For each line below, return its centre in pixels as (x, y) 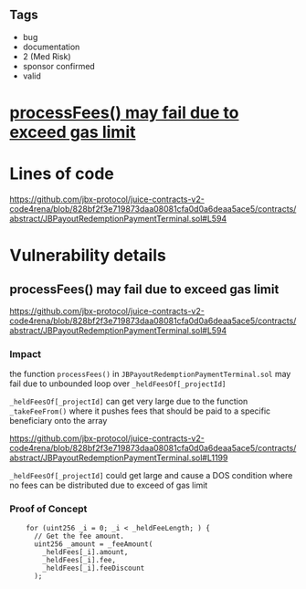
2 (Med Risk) (47, 56)
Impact (26, 353)
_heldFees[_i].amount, (85, 552)
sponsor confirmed (59, 66)
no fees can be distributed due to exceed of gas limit (109, 485)
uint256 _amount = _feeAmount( (93, 544)
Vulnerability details (88, 256)
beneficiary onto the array (58, 421)
